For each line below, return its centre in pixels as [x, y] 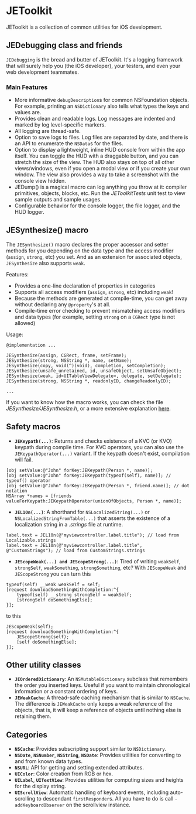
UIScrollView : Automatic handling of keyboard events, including [92, 792]
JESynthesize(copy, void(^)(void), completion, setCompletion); [86, 365]
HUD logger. [30, 212]
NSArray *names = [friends [39, 496]
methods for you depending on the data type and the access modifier [90, 251]
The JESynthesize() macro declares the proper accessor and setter [87, 244]
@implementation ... [31, 345]
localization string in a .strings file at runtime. [69, 524]
